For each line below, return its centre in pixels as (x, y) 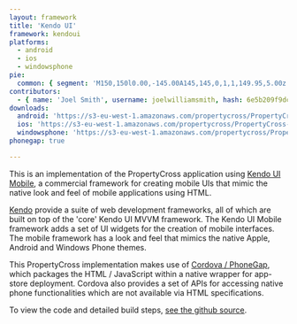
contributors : (35, 91)
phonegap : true (37, 141)
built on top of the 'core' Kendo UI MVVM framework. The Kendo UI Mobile (145, 219)
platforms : (29, 42)
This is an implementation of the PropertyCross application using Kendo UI (145, 174)
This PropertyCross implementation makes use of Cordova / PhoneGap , (140, 264)
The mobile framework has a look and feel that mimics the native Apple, (140, 238)
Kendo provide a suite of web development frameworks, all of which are (140, 210)
